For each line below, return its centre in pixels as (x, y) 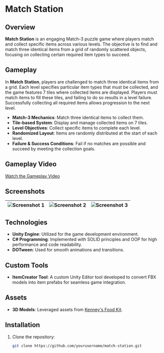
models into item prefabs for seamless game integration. (69, 282)
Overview (20, 27)
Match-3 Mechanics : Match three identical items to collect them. (78, 117)
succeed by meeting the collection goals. (54, 149)
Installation (23, 325)
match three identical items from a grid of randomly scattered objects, (76, 49)
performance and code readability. (47, 244)
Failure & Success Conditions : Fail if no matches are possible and (79, 143)
